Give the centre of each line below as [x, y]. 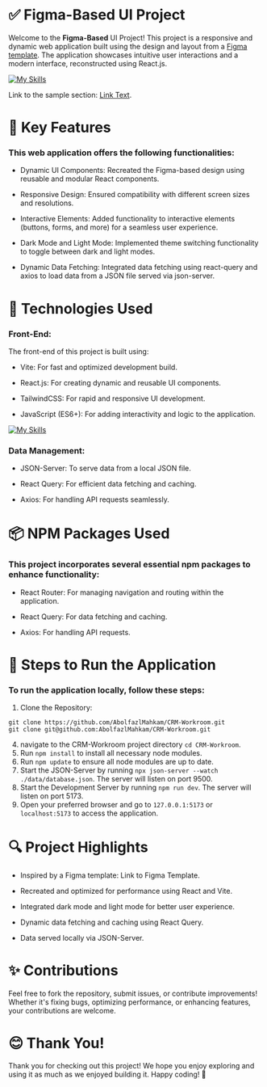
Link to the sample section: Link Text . [70, 95]
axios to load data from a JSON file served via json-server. [117, 276]
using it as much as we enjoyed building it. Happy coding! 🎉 [108, 1074]
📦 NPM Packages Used [89, 534]
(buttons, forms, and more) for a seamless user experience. [119, 227]
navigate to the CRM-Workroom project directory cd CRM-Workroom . [130, 744]
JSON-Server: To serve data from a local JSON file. [106, 468]
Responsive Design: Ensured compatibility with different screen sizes [135, 195]
